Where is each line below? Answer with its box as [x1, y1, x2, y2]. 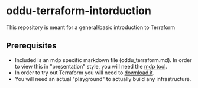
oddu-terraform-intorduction [6, 4, 152, 18]
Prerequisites [6, 41, 57, 51]
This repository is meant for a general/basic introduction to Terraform [6, 24, 176, 31]
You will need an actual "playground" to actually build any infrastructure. [14, 75, 191, 82]
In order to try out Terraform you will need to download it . [14, 69, 155, 76]
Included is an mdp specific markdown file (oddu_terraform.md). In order [14, 56, 192, 63]
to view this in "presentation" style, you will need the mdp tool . [14, 63, 167, 70]
